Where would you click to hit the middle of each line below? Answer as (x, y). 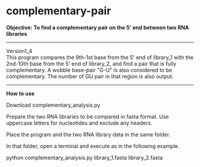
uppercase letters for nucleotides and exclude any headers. (79, 123)
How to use (20, 93)
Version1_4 (19, 51)
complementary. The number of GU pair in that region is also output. (90, 76)
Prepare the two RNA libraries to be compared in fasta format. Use (88, 116)
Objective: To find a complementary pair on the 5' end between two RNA (98, 27)
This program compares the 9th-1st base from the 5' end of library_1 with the (100, 57)
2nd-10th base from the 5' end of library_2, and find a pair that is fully (91, 63)
